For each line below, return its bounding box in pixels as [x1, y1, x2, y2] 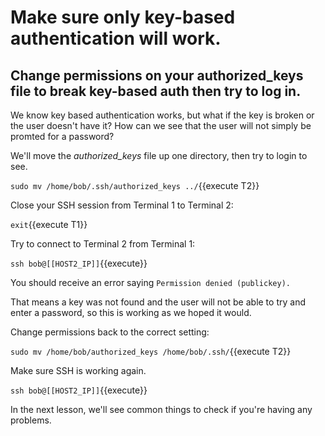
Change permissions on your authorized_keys [10, 67, 304, 84]
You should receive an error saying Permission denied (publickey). [10, 277, 291, 288]
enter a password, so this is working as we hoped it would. [10, 307, 252, 318]
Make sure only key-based [10, 6, 236, 29]
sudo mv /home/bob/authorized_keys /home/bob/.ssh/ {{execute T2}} [10, 346, 292, 357]
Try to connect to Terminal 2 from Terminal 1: [10, 238, 196, 250]
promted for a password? [10, 131, 115, 142]
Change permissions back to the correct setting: [10, 326, 210, 338]
